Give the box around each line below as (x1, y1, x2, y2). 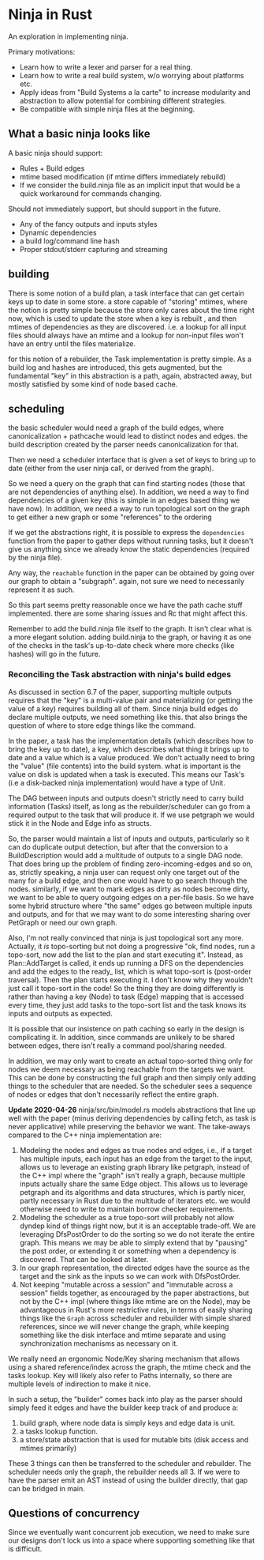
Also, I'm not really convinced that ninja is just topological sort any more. (8, 933, 244, 942)
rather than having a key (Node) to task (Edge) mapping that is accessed (8, 992, 244, 1001)
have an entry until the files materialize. (8, 338, 136, 349)
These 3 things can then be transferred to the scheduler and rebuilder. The (8, 1458, 251, 1468)
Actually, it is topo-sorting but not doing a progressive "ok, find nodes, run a (8, 941, 255, 951)
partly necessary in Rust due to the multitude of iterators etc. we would (19, 1196, 251, 1205)
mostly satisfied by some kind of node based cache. (8, 379, 178, 389)
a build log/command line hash (19, 236, 120, 246)
